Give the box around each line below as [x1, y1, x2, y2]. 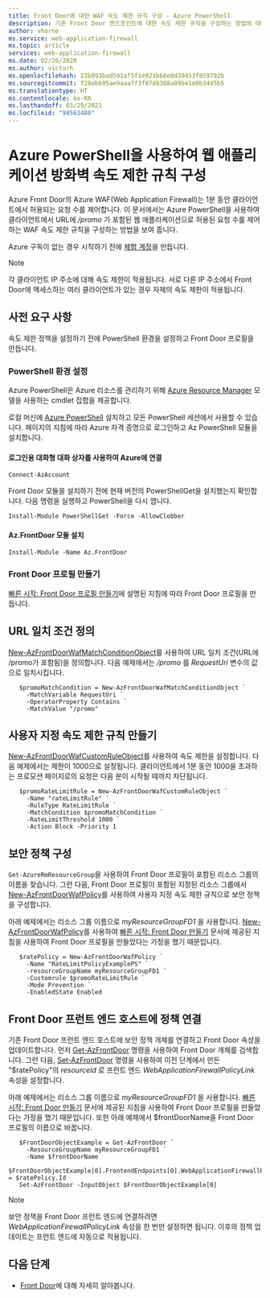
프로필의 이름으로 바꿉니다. [8, 1122, 92, 1132]
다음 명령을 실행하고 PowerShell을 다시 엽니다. [25, 496, 172, 506]
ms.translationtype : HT [8, 86, 88, 95]
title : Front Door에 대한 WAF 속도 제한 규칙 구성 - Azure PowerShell [8, 11, 231, 20]
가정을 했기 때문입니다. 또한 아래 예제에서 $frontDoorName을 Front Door [22, 1113, 254, 1122]
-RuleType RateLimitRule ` [26, 802, 117, 810]
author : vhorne [8, 27, 59, 35]
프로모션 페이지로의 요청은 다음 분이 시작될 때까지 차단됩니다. [16, 771, 208, 781]
